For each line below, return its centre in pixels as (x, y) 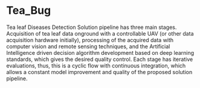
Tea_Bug (29, 11)
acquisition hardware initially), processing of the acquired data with (90, 40)
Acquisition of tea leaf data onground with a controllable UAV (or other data (100, 33)
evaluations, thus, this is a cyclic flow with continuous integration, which (96, 65)
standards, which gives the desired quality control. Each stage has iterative (100, 59)
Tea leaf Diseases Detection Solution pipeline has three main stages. (92, 27)
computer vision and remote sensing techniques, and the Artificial (88, 46)
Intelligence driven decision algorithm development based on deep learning (100, 52)
